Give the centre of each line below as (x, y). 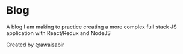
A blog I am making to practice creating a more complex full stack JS (92, 27)
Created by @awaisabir (35, 45)
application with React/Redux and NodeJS (59, 33)
